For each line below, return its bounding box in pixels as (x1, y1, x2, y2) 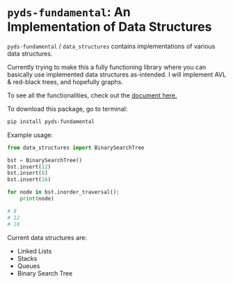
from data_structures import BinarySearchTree (7, 144, 145, 151)
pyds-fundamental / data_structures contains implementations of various (7, 42, 216, 50)
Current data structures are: (7, 233, 87, 242)
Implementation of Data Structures (7, 19, 212, 35)
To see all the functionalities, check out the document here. (7, 91, 177, 100)
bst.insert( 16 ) (7, 176, 51, 183)
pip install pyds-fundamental (7, 118, 95, 125)
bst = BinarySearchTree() (7, 157, 82, 164)
